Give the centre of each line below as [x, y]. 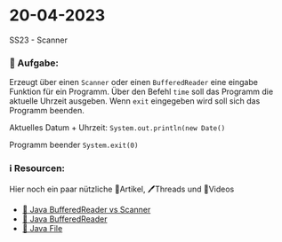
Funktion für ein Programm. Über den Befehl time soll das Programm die [141, 92]
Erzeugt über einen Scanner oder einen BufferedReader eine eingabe [133, 82]
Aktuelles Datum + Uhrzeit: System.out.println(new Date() [117, 128]
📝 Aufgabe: [34, 63]
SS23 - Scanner [39, 40]
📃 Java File [42, 228]
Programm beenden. [47, 111]
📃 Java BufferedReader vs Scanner [86, 209]
